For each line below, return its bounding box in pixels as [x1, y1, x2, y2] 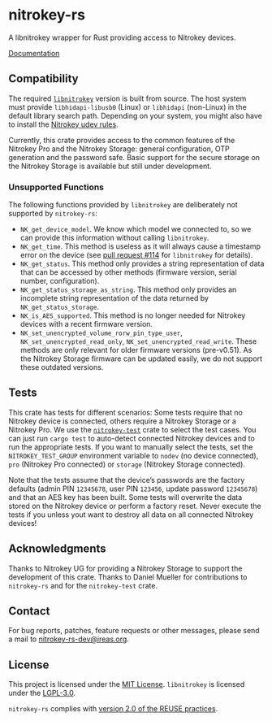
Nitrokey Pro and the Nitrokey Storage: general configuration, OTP [8, 144, 230, 154]
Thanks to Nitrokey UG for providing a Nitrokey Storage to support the [8, 563, 243, 573]
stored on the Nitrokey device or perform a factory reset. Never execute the [8, 501, 261, 510]
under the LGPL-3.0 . [8, 688, 76, 698]
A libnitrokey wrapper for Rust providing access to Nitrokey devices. [8, 33, 236, 42]
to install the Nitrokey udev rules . [8, 119, 119, 129]
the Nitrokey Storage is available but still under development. [8, 161, 213, 171]
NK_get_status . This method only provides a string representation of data [19, 258, 265, 269]
